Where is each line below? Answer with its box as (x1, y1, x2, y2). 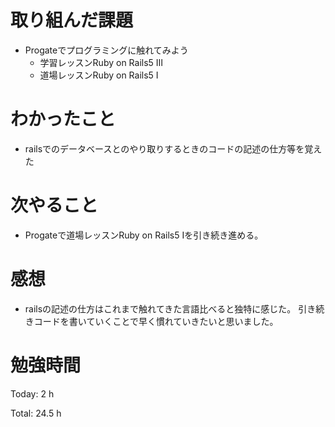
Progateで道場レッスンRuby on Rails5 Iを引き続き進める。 (24, 229, 264, 241)
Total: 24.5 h (10, 407, 62, 419)
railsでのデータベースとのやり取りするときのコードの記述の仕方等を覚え (24, 142, 323, 155)
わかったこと (10, 108, 117, 131)
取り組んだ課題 (10, 9, 134, 32)
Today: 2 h (10, 387, 55, 400)
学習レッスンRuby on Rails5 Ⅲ (39, 56, 164, 68)
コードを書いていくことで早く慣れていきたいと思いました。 (33, 315, 279, 327)
